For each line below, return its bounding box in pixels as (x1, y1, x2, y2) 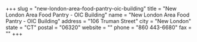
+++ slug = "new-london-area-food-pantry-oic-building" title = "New (5, 5, 177, 12)
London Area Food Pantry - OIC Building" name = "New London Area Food (5, 11, 190, 18)
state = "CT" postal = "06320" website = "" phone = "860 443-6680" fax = (5, 24, 192, 31)
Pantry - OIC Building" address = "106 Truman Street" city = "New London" (5, 18, 192, 24)
